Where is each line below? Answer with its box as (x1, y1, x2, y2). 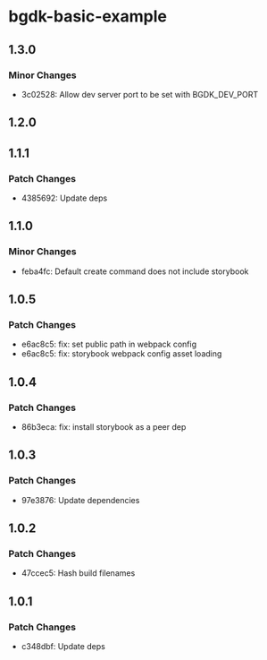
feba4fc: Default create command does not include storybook (21, 266, 249, 277)
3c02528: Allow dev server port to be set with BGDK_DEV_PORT (21, 89, 259, 99)
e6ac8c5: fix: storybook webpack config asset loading (21, 348, 222, 359)
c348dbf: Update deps (21, 641, 106, 652)
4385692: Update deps (21, 193, 108, 203)
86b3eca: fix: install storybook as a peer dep (21, 422, 187, 433)
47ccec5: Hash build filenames (21, 568, 136, 579)
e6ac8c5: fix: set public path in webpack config (21, 339, 197, 350)
